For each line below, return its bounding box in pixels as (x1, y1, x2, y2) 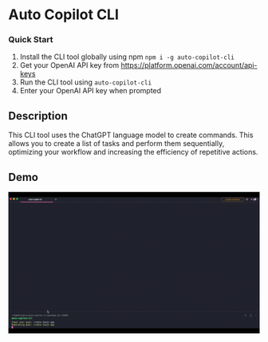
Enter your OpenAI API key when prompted (19, 86, 162, 96)
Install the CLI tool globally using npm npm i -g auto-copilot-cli (19, 52, 235, 61)
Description (8, 109, 68, 123)
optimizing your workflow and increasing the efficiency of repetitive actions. (8, 147, 258, 157)
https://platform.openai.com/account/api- (120, 61, 258, 70)
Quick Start (8, 34, 53, 45)
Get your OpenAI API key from (19, 61, 120, 70)
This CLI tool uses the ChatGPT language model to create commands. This (8, 130, 254, 140)
